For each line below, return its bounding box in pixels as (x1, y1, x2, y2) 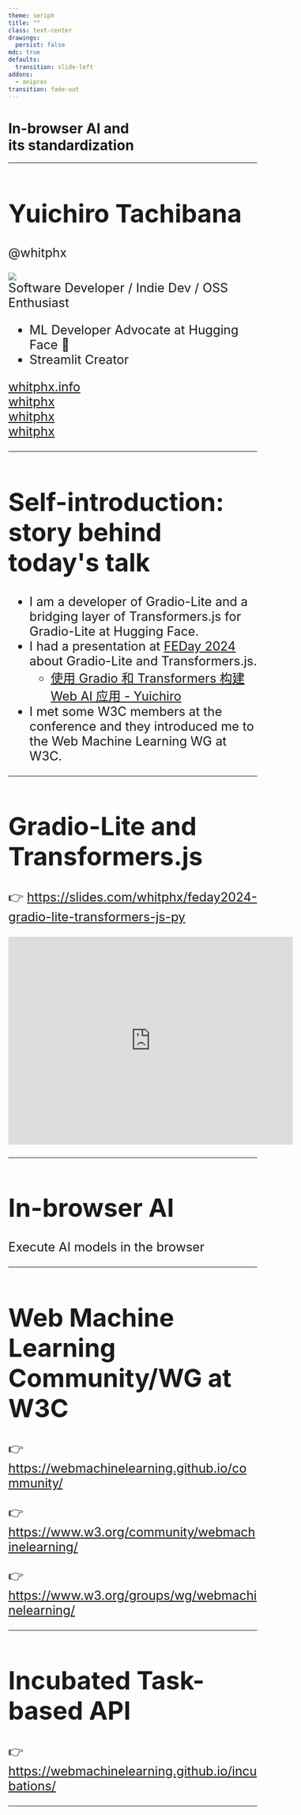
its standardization (8, 136, 134, 154)
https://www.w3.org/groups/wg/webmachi (8, 1587, 258, 1604)
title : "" (8, 19, 41, 27)
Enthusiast (8, 295, 70, 310)
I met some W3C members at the (28, 703, 223, 719)
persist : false (15, 41, 66, 49)
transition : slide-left (15, 63, 93, 71)
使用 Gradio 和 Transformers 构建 (50, 670, 245, 686)
